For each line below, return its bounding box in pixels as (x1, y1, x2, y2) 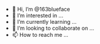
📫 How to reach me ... (12, 32, 68, 38)
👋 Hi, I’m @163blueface (12, 6, 70, 12)
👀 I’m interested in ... (12, 12, 64, 19)
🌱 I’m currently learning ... (12, 18, 77, 25)
